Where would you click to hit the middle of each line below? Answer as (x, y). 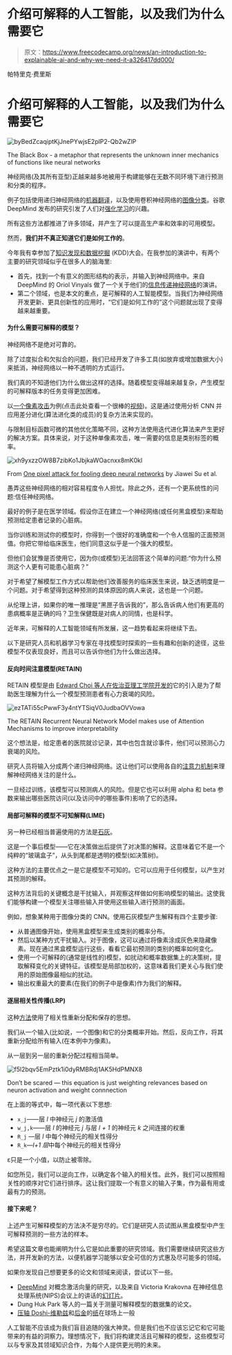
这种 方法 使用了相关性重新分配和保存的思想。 (71, 1017)
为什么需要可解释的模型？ (43, 328)
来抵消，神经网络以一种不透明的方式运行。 (68, 368)
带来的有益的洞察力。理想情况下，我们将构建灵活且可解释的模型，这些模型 (113, 1336)
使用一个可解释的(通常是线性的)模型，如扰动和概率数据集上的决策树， (116, 957)
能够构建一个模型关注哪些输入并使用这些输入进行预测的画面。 (100, 902)
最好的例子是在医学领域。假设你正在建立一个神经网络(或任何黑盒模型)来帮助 (115, 511)
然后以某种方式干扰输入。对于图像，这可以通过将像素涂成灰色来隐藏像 (117, 940)
